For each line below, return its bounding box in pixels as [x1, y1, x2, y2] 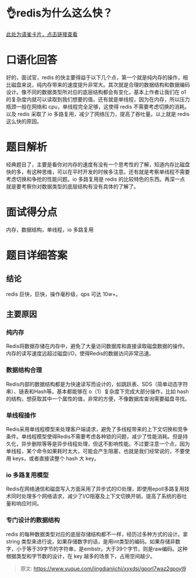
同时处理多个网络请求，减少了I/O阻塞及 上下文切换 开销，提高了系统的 [11, 493, 177, 500]
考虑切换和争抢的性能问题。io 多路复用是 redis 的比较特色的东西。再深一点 [6, 175, 185, 183]
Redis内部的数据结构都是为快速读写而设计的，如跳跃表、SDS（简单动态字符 [6, 380, 188, 388]
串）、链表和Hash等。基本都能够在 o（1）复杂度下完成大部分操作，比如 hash [6, 388, 189, 395]
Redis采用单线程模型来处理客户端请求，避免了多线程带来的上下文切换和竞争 [6, 426, 188, 433]
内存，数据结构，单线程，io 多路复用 [6, 226, 94, 233]
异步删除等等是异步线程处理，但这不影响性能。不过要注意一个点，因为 [21, 440, 190, 447]
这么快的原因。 [6, 118, 42, 125]
